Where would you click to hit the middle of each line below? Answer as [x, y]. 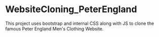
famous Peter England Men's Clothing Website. [54, 28]
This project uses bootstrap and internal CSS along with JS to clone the [80, 23]
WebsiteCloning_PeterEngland [71, 9]
